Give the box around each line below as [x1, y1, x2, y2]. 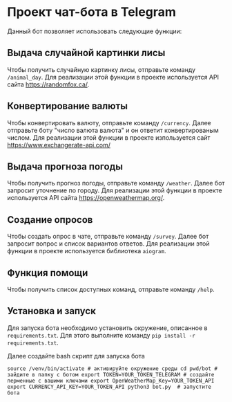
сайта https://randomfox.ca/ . [7, 80, 90, 89]
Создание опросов [7, 214, 93, 226]
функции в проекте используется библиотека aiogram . [7, 247, 166, 255]
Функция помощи [7, 267, 88, 279]
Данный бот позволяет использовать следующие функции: [7, 27, 182, 35]
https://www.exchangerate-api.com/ [7, 140, 110, 149]
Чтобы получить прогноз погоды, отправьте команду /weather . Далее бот [7, 179, 225, 188]
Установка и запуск [7, 305, 97, 317]
